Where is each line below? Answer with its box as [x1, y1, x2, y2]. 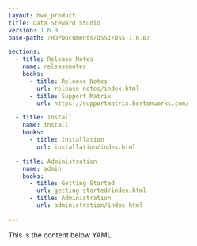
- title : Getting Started [28, 180, 115, 187]
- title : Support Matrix [28, 92, 112, 100]
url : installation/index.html [36, 143, 136, 151]
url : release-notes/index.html [36, 85, 140, 93]
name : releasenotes [22, 62, 87, 71]
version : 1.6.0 [8, 26, 59, 34]
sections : [8, 48, 41, 56]
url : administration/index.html [36, 202, 144, 210]
